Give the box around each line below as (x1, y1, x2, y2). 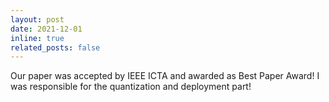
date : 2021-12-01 (10, 24, 83, 34)
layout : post (10, 14, 65, 25)
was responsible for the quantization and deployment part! (10, 81, 252, 93)
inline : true (10, 33, 65, 43)
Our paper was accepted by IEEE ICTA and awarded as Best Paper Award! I (10, 70, 320, 82)
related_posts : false (10, 42, 101, 53)
